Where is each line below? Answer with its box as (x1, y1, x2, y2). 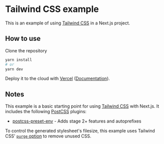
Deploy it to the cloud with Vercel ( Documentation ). (5, 76, 110, 82)
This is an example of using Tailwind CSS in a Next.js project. (5, 20, 130, 26)
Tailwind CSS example (5, 3, 99, 15)
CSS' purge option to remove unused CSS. (5, 133, 91, 139)
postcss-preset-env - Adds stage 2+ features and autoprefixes (12, 118, 142, 124)
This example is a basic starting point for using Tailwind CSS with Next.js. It (5, 103, 160, 109)
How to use (5, 34, 41, 43)
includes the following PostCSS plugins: (5, 109, 87, 115)
